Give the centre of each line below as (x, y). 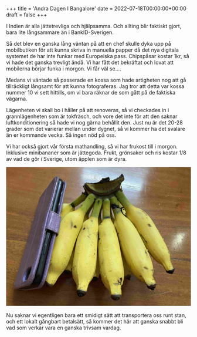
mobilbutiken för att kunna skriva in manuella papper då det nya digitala (92, 50)
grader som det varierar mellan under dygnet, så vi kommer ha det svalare (96, 129)
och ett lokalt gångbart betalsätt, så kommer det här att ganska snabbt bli (95, 321)
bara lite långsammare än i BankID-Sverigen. (60, 32)
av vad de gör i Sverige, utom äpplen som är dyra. (67, 159)
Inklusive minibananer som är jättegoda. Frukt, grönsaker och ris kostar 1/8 (96, 153)
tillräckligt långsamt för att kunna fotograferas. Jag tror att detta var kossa (95, 86)
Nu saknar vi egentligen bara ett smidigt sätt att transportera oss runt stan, (96, 315)
